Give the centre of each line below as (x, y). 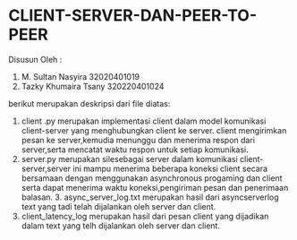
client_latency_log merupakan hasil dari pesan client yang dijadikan (145, 216)
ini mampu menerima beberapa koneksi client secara (170, 168)
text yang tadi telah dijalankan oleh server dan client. (119, 206)
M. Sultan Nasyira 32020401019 (81, 76)
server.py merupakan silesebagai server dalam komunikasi (129, 159)
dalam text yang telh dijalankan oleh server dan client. (121, 226)
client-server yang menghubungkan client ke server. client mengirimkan (154, 130)
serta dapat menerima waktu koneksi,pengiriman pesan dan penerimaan (155, 187)
